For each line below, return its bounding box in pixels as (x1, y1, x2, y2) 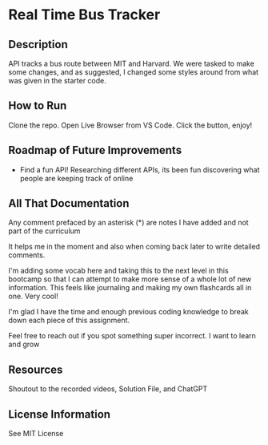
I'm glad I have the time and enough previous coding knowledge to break (8, 307, 250, 317)
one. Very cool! (8, 291, 58, 301)
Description (8, 38, 68, 51)
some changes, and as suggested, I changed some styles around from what (8, 67, 258, 77)
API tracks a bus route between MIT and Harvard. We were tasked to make (8, 59, 254, 68)
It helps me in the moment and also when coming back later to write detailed (8, 242, 261, 252)
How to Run (8, 99, 67, 113)
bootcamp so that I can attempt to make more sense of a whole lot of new (8, 274, 252, 284)
